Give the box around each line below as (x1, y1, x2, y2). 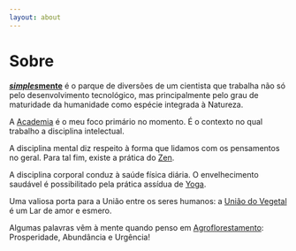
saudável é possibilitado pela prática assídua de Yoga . (9, 179, 207, 189)
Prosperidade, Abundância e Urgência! (9, 232, 150, 242)
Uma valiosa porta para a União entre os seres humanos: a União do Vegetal (9, 195, 287, 206)
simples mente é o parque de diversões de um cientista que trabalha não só (9, 80, 285, 91)
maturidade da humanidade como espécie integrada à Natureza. (9, 99, 244, 110)
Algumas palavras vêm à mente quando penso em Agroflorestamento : (9, 222, 264, 232)
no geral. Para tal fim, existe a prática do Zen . (9, 152, 175, 163)
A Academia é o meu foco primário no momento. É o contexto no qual (9, 116, 263, 126)
